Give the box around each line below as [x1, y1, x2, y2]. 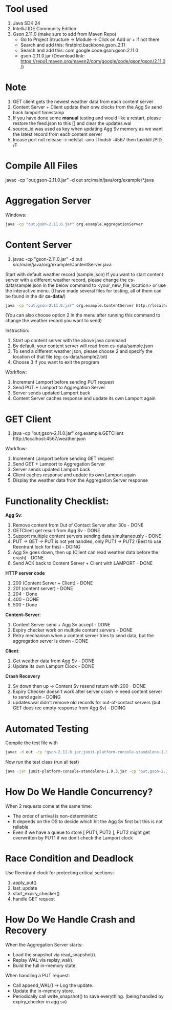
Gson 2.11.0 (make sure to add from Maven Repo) [12, 31, 117, 37]
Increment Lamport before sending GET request [12, 455, 114, 461]
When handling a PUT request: [5, 972, 70, 978]
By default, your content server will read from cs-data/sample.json [12, 343, 154, 349]
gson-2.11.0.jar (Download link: [20, 52, 85, 59]
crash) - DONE [12, 555, 44, 561]
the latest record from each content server [12, 131, 102, 137]
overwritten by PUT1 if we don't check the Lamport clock [12, 834, 133, 840]
